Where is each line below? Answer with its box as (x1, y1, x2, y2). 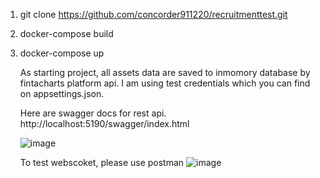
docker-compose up (19, 47, 105, 59)
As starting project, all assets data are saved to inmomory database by (19, 67, 311, 78)
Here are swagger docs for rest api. (19, 107, 167, 119)
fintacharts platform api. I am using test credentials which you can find (19, 77, 311, 89)
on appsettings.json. (19, 88, 105, 99)
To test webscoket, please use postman (19, 157, 185, 168)
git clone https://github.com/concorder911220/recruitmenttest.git (19, 9, 288, 20)
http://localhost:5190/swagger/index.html (19, 118, 190, 129)
